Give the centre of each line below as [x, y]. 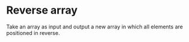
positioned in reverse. [33, 33]
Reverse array [42, 10]
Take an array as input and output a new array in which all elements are [95, 27]
